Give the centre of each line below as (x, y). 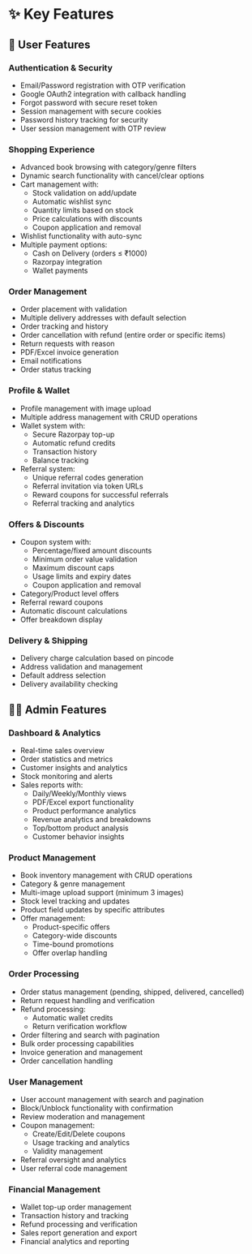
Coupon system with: (56, 542)
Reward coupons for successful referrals (100, 494)
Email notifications (51, 361)
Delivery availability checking (69, 684)
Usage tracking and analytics (81, 1142)
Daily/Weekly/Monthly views (79, 794)
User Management (46, 1082)
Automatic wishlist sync (72, 202)
